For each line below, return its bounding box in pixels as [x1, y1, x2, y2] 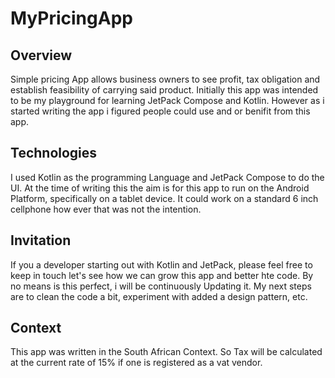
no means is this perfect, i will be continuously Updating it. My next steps [10, 280, 312, 292]
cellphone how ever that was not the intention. [10, 203, 202, 215]
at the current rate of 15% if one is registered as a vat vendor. [10, 357, 263, 369]
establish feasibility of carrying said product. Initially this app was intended [10, 84, 319, 96]
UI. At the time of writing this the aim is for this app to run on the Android [10, 182, 310, 194]
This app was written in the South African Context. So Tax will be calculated [10, 346, 323, 358]
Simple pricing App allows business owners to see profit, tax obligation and [10, 73, 321, 85]
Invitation [10, 232, 72, 249]
